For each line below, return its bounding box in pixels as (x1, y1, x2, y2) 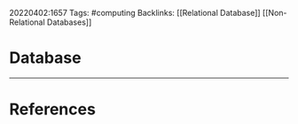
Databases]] (47, 17, 92, 27)
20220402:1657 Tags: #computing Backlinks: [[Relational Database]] (9, 8, 261, 18)
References (9, 99, 96, 120)
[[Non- (262, 8, 287, 18)
